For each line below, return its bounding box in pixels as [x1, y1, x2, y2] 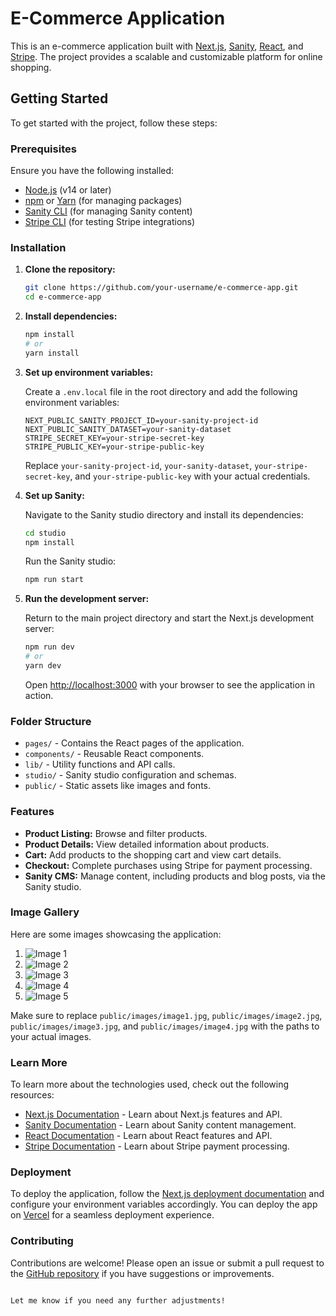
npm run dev [24, 642, 75, 652]
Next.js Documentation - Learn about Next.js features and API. [24, 1108, 283, 1121]
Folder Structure [10, 714, 92, 728]
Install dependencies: [24, 310, 118, 322]
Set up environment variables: [24, 366, 154, 378]
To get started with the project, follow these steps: [10, 117, 218, 129]
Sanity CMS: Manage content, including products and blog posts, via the [24, 870, 326, 882]
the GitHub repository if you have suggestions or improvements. [10, 1267, 275, 1279]
